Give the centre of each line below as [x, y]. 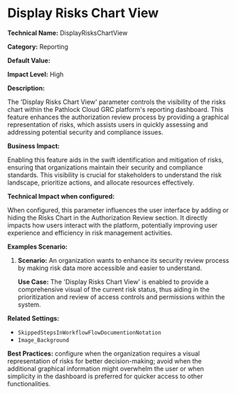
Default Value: [29, 60]
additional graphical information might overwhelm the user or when [106, 368]
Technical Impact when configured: [61, 196]
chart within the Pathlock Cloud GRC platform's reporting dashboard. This [116, 109]
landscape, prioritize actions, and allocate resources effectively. [101, 182]
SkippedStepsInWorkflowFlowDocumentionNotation [89, 333]
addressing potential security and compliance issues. [85, 132]
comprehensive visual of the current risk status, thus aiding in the [113, 289]
